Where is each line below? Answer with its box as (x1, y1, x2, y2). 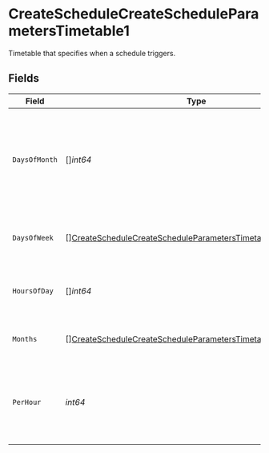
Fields (8, 71, 40, 85)
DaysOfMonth (12, 155, 58, 164)
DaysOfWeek (12, 233, 54, 242)
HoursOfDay (12, 286, 54, 295)
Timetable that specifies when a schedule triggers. (8, 48, 176, 58)
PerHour (12, 398, 42, 406)
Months (12, 334, 38, 343)
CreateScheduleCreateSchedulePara (8, 5, 259, 23)
